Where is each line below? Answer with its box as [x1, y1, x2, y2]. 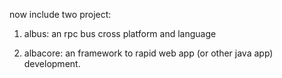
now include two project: [9, 9, 112, 20]
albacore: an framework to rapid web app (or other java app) [23, 47, 274, 59]
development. [23, 58, 81, 69]
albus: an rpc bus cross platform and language [23, 28, 217, 39]
